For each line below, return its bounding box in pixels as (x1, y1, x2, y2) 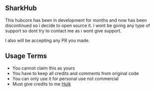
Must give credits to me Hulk (12, 81, 71, 87)
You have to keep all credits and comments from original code (12, 70, 139, 76)
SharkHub (5, 4, 37, 12)
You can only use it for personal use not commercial (12, 76, 119, 82)
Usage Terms (5, 52, 47, 60)
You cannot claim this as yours (12, 65, 75, 71)
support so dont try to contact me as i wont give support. (5, 27, 122, 34)
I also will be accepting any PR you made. (5, 37, 90, 43)
